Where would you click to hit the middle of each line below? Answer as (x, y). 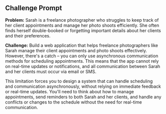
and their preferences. (28, 36)
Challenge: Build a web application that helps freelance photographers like (82, 45)
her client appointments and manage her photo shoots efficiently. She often (82, 25)
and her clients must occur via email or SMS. (51, 72)
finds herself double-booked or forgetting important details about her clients (83, 30)
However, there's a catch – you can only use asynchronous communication (82, 56)
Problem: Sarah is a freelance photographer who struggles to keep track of (82, 20)
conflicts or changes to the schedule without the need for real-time (74, 102)
